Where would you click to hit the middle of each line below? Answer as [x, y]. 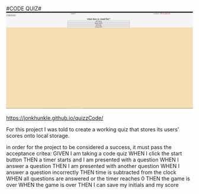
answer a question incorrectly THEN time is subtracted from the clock [91, 172]
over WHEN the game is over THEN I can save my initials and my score [92, 185]
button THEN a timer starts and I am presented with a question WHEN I [92, 160]
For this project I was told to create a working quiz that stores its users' [93, 129]
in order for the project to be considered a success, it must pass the [89, 147]
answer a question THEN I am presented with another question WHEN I [93, 166]
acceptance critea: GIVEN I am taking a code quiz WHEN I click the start [94, 153]
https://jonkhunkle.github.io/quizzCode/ [55, 118]
